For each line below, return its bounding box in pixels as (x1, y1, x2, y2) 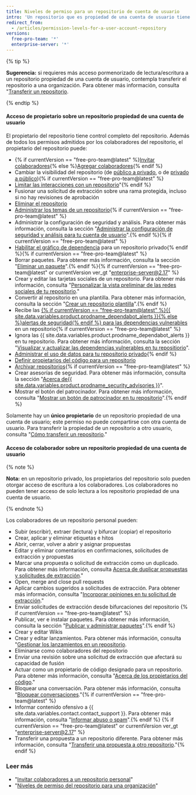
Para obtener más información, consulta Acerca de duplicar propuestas (14, 566, 188, 573)
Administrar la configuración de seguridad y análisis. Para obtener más (14, 219, 187, 226)
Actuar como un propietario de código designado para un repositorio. (14, 666, 183, 673)
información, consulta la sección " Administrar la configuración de (14, 225, 173, 232)
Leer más (6, 762, 33, 770)
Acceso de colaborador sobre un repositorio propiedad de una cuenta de (6, 444, 187, 451)
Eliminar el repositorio (14, 200, 67, 207)
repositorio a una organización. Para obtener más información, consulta (6, 81, 180, 88)
